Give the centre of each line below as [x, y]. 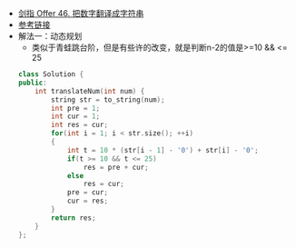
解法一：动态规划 [50, 36]
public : [32, 83]
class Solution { [51, 74]
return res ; [74, 218]
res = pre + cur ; [116, 167]
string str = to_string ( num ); [108, 99]
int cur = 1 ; [76, 116]
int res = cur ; [80, 125]
